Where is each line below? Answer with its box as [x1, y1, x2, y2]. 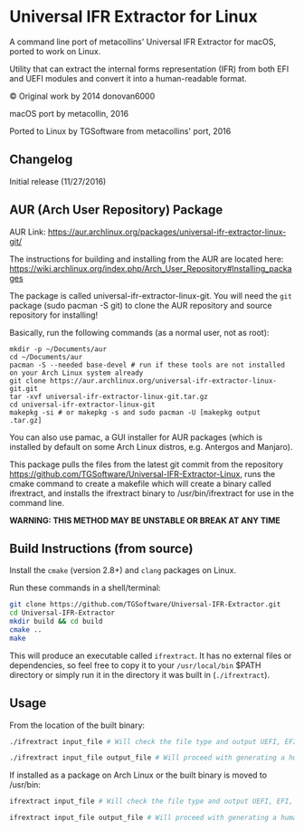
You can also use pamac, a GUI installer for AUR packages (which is [9, 432, 263, 443]
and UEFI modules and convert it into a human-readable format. [9, 72, 247, 83]
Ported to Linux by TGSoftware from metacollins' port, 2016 [9, 125, 232, 137]
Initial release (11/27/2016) [9, 176, 107, 186]
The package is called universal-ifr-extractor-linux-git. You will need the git [9, 290, 292, 301]
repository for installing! [9, 310, 99, 320]
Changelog [9, 152, 73, 167]
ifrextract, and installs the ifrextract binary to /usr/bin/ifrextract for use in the [9, 487, 294, 499]
